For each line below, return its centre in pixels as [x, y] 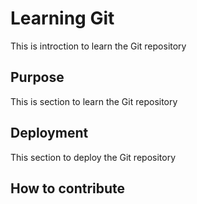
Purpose [37, 77]
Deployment [49, 133]
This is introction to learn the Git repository [98, 46]
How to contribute [68, 188]
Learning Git [62, 18]
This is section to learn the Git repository [94, 101]
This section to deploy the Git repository [93, 157]
